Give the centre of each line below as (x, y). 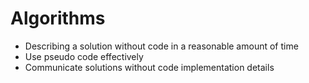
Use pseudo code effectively (84, 56)
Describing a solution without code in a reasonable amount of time (161, 46)
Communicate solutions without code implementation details (149, 67)
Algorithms (58, 18)
